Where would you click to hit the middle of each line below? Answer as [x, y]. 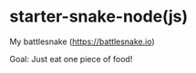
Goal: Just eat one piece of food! [71, 59]
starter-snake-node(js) [99, 17]
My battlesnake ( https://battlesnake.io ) [82, 41]
